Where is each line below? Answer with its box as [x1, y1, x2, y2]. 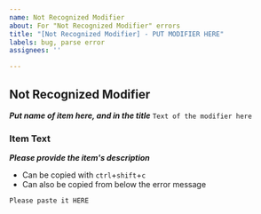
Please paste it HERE [9, 196, 90, 205]
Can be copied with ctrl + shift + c [21, 170, 146, 180]
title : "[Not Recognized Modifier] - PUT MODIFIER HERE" [9, 29, 225, 38]
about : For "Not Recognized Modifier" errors [9, 21, 180, 30]
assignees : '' [9, 46, 62, 55]
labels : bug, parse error [9, 37, 105, 47]
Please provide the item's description [9, 153, 151, 163]
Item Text [9, 132, 51, 145]
